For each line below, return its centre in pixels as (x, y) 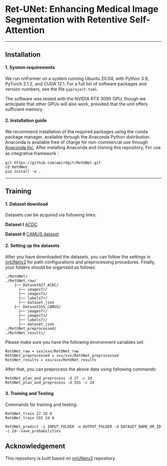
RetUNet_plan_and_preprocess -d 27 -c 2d (49, 378)
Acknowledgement (35, 446)
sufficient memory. (24, 109)
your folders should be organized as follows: (51, 267)
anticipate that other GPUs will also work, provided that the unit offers (77, 104)
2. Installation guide (26, 121)
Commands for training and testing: (42, 404)
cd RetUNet (16, 167)
